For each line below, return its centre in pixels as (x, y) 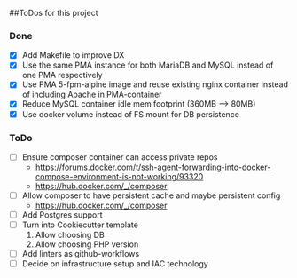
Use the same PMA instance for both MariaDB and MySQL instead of (148, 65)
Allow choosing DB (70, 235)
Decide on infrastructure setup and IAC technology (115, 264)
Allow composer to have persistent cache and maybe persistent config (151, 195)
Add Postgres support (63, 215)
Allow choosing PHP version (87, 244)
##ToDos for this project (54, 13)
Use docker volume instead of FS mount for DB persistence (130, 114)
